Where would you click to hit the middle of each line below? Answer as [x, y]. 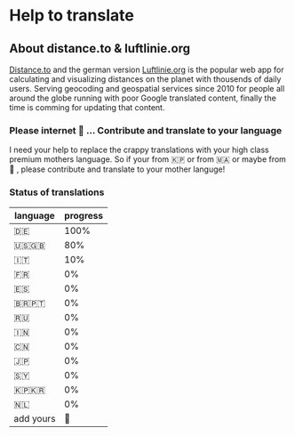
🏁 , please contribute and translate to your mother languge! [117, 169]
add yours [35, 418]
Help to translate [72, 16]
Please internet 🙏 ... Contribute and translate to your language [146, 130]
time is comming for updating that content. [87, 107]
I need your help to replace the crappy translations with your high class [139, 150]
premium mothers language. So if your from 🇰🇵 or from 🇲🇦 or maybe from [148, 159]
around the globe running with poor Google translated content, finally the [143, 98]
